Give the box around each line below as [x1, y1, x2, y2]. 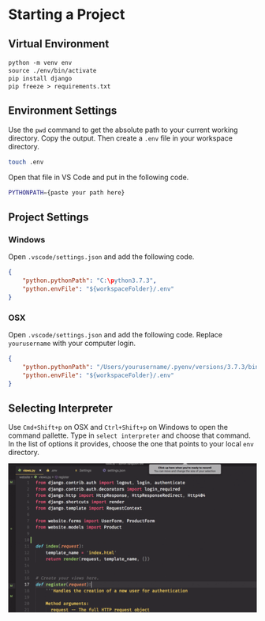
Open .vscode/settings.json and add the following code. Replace [8, 330, 223, 340]
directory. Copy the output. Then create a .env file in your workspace [8, 133, 233, 143]
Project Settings [8, 210, 89, 224]
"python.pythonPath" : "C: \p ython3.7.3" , [22, 277, 157, 285]
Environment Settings [8, 104, 118, 118]
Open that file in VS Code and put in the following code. [8, 172, 189, 182]
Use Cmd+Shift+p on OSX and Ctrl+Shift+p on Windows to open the [8, 423, 229, 432]
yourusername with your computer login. [8, 338, 136, 348]
